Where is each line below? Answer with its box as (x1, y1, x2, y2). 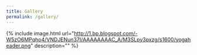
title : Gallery (6, 8, 43, 14)
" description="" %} (30, 42, 79, 49)
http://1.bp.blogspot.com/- (74, 30, 138, 36)
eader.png (6, 42, 31, 49)
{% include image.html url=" (6, 30, 74, 36)
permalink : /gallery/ (6, 14, 59, 20)
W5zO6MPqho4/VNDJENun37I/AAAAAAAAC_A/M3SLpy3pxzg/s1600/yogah (6, 36, 191, 43)
